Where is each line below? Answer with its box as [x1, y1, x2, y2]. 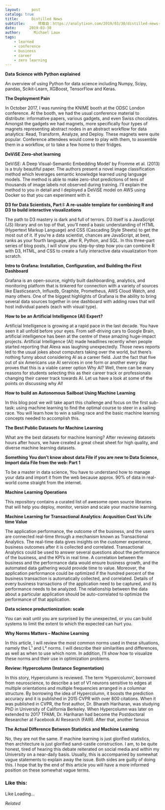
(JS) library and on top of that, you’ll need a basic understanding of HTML [5, 222, 155, 228]
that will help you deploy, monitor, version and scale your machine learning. [5, 504, 158, 510]
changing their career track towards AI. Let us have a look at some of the [5, 375, 153, 381]
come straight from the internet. [17, 480, 82, 486]
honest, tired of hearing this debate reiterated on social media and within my [5, 746, 160, 752]
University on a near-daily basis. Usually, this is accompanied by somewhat [5, 751, 158, 757]
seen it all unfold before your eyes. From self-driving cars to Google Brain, [5, 328, 155, 334]
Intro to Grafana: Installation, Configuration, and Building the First [5, 263, 142, 269]
